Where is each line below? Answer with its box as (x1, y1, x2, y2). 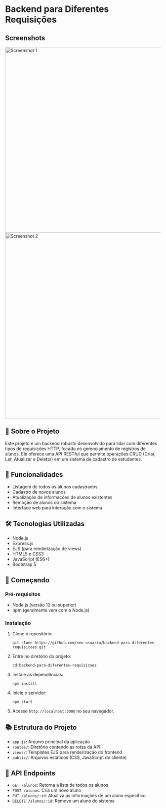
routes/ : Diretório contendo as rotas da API (12, 744, 101, 750)
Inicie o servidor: (12, 690, 47, 696)
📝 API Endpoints (5, 769, 56, 777)
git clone (12, 640, 33, 646)
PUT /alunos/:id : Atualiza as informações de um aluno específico (12, 793, 146, 799)
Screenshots (5, 34, 45, 42)
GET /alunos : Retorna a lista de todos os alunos (12, 782, 109, 788)
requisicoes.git (12, 645, 46, 650)
